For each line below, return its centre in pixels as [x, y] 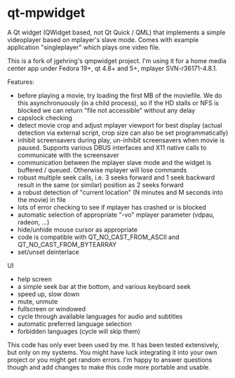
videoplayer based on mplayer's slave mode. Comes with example [103, 39]
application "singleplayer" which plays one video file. [84, 47]
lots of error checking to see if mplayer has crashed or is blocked [112, 207]
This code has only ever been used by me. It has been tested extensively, [113, 344]
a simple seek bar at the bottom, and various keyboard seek [104, 286]
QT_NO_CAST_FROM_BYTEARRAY [67, 244]
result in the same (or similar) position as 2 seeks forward [100, 184]
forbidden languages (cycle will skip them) [79, 331]
